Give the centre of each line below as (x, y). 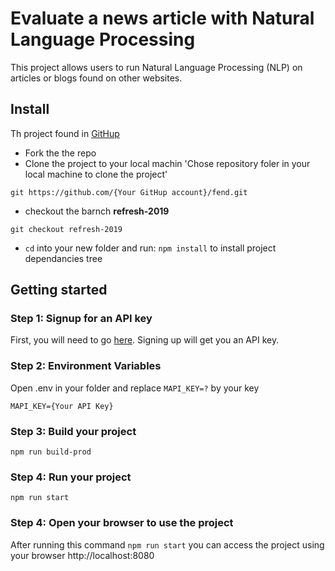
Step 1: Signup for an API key (81, 319)
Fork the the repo (60, 153)
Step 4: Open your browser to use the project (122, 523)
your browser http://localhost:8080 (82, 555)
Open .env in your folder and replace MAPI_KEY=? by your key (135, 388)
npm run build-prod (51, 452)
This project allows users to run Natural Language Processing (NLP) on (156, 67)
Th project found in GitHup (65, 133)
